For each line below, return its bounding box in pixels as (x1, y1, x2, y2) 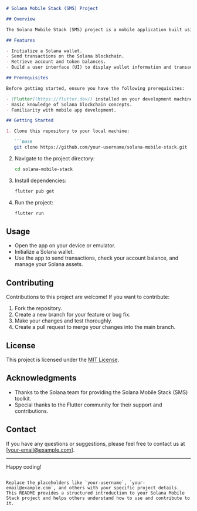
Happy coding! (6, 463, 42, 470)
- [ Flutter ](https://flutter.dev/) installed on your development (6, 96, 172, 102)
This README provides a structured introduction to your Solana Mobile (6, 490, 185, 496)
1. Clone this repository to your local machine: (6, 128, 130, 135)
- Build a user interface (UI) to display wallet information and (6, 65, 172, 70)
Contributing (6, 278, 54, 288)
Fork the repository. (14, 305, 63, 312)
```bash (13, 139, 33, 145)
